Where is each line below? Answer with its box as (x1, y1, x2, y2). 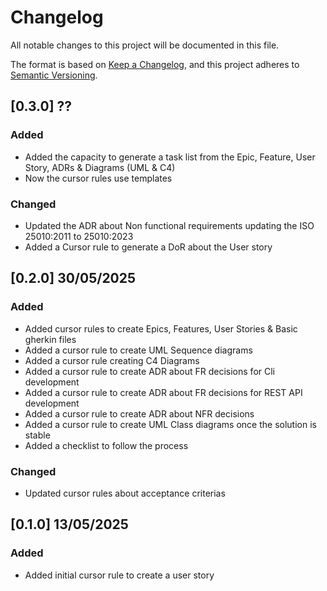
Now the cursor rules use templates (24, 172, 173, 184)
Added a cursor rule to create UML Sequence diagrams (24, 344, 253, 356)
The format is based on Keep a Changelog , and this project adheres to (10, 58, 300, 70)
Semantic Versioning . (10, 69, 98, 81)
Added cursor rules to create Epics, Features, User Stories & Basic (24, 322, 298, 335)
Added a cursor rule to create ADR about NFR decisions (24, 407, 255, 420)
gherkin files (24, 333, 77, 345)
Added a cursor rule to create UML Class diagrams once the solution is (24, 418, 317, 430)
